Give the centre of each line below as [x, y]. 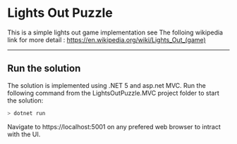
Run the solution [44, 68]
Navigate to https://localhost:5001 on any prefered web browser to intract [114, 126]
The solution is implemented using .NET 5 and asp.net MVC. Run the [107, 85]
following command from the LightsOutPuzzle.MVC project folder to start [114, 93]
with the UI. [24, 134]
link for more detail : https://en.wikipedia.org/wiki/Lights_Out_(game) [107, 39]
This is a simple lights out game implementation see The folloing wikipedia [115, 32]
